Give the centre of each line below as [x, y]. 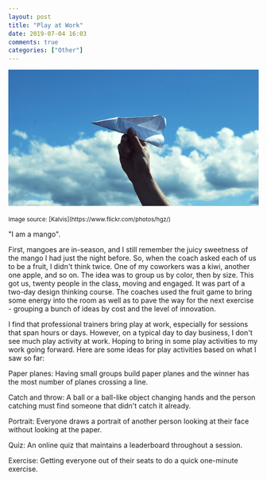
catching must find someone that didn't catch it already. [100, 406]
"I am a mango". [35, 234]
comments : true [33, 42]
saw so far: [27, 358]
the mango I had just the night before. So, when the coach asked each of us [132, 258]
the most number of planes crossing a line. [78, 382]
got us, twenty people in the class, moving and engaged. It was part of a [127, 283]
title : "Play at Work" [46, 25]
